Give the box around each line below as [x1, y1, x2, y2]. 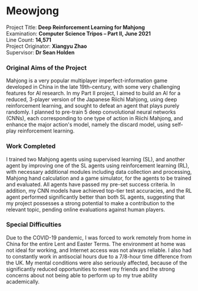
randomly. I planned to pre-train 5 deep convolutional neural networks [6, 108, 176, 116]
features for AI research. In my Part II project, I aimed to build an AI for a [6, 90, 181, 97]
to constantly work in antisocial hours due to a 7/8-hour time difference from [6, 253, 192, 260]
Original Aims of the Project [6, 63, 87, 72]
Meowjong [6, 4, 60, 18]
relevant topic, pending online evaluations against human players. [6, 206, 166, 213]
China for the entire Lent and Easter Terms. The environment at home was [6, 240, 186, 247]
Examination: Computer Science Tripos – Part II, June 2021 [6, 30, 151, 37]
